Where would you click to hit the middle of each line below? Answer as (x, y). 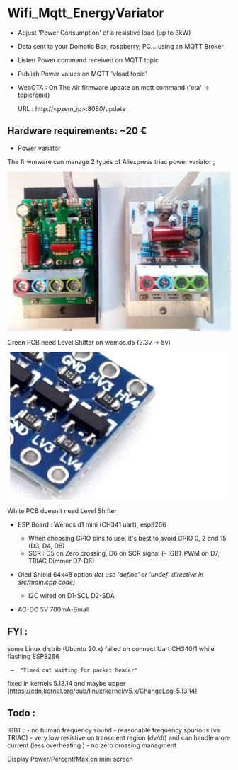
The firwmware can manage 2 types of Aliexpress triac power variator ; (111, 161)
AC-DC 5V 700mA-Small (53, 609)
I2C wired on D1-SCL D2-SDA (71, 595)
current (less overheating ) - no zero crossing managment (92, 745)
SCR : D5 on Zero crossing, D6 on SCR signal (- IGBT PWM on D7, (124, 553)
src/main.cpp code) (46, 582)
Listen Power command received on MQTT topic (88, 60)
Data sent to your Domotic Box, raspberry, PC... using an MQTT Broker (121, 46)
